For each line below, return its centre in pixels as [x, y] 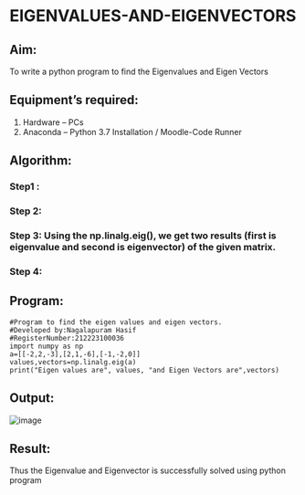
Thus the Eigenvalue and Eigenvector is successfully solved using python [147, 470]
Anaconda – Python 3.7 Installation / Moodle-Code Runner [132, 132]
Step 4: [26, 271]
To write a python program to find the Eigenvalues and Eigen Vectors [139, 71]
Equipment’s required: [74, 100]
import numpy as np [47, 346]
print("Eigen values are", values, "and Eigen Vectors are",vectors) [145, 370]
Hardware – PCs [53, 122]
